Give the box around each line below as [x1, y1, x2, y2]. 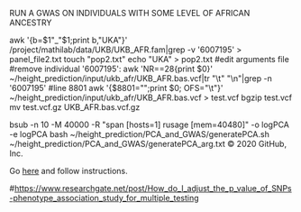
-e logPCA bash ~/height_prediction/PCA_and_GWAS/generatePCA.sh [9, 129, 270, 139]
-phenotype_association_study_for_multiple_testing [9, 193, 200, 203]
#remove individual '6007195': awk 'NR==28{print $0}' [9, 63, 214, 74]
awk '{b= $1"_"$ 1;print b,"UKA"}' [9, 35, 128, 45]
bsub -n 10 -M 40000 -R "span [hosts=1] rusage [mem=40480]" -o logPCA [9, 119, 290, 130]
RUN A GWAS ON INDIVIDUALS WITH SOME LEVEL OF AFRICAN [9, 8, 251, 18]
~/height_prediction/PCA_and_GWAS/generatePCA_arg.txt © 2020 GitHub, [9, 139, 287, 149]
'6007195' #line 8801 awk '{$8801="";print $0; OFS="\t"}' [9, 83, 223, 93]
